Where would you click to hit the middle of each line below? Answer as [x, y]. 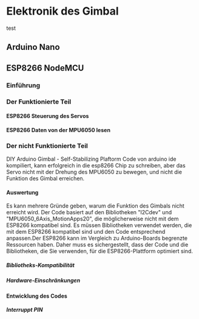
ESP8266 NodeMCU [45, 68]
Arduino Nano [33, 47]
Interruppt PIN [25, 310]
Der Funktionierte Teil [39, 102]
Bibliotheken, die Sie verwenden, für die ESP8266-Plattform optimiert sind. [99, 251]
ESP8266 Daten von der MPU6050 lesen [59, 130]
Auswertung [22, 192]
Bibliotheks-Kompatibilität [40, 265]
